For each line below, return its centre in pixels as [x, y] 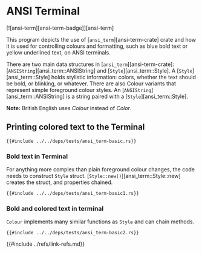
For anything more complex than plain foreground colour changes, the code [101, 169]
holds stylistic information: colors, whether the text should [124, 77]
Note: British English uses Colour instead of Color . [69, 108]
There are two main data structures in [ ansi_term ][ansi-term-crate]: [90, 64]
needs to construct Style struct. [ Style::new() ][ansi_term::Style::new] [93, 176]
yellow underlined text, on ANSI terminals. [58, 52]
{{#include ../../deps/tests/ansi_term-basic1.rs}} [73, 194]
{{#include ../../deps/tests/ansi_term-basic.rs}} [71, 141]
